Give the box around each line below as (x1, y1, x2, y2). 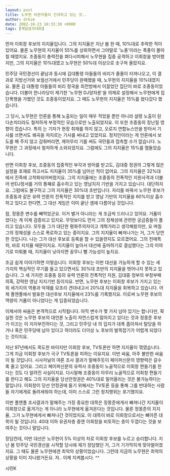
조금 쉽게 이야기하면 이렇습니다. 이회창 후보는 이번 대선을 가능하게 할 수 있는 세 (5, 260, 160, 266)
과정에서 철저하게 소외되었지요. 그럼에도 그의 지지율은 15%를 (24, 145, 144, 151)
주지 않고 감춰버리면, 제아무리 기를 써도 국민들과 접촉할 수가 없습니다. (20, 138, 156, 144)
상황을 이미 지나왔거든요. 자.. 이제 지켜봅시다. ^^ (5, 455, 100, 461)
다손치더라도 (5, 120, 30, 126)
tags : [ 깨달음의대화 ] (5, 26, 45, 31)
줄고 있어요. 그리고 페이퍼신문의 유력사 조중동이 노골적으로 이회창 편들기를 (10, 363, 157, 370)
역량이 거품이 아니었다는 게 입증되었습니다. (5, 298, 90, 304)
